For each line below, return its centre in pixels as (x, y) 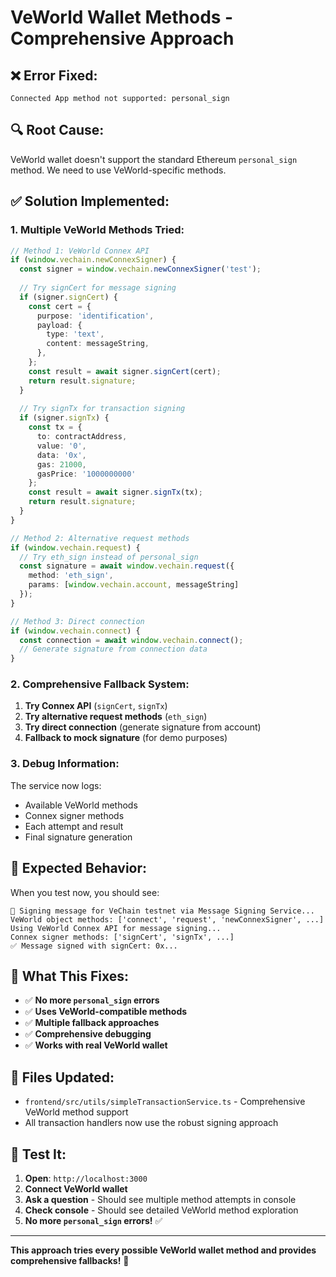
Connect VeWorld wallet (76, 1188)
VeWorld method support (76, 1112)
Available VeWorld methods (81, 805)
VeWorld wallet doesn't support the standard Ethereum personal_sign (154, 159)
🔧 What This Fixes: (70, 976)
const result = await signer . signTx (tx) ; (115, 492)
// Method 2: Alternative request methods (100, 538)
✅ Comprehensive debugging (88, 1034)
